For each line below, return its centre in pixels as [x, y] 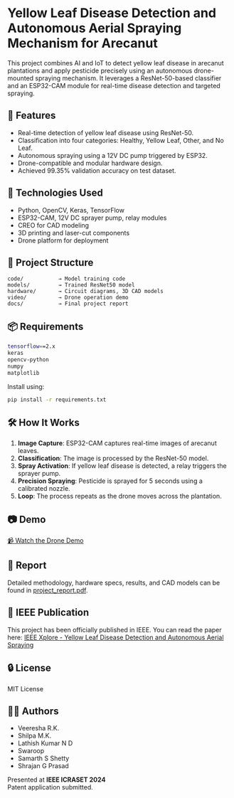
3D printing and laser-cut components [74, 233]
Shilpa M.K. [34, 736]
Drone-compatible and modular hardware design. [90, 163]
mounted [21, 78]
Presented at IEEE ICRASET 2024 [57, 780]
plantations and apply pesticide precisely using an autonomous [100, 70]
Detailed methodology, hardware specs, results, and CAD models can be [114, 582]
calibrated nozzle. [44, 489]
